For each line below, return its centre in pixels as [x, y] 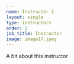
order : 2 [17, 28]
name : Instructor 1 [30, 12]
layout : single [25, 17]
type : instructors [29, 23]
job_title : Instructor [34, 34]
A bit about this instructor [37, 56]
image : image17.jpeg [32, 39]
